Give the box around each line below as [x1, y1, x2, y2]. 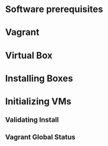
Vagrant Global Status [5, 132, 75, 141]
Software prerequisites [5, 4, 103, 15]
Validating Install [5, 116, 59, 124]
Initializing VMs [5, 96, 72, 107]
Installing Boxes [5, 72, 73, 84]
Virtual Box [5, 49, 53, 61]
